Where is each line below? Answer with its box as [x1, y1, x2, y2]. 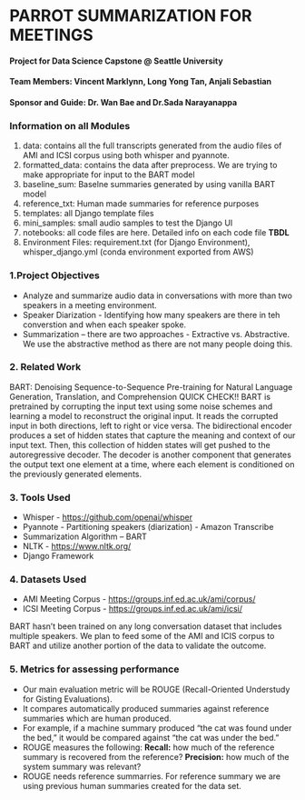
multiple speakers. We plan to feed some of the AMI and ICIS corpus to [9, 631, 275, 642]
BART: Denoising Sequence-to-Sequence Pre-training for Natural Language [9, 381, 293, 392]
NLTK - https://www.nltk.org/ [22, 541, 132, 552]
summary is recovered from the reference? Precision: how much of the [22, 751, 290, 762]
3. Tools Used [9, 491, 71, 504]
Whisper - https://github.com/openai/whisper [22, 512, 193, 523]
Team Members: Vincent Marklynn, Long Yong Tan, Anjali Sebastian [9, 76, 272, 87]
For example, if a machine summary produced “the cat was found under [22, 722, 292, 733]
